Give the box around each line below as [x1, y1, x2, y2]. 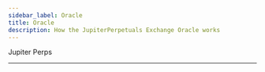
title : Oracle [8, 19, 55, 27]
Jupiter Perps [8, 48, 53, 57]
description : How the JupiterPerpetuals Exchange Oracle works [8, 26, 221, 34]
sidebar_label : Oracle [8, 11, 83, 20]
